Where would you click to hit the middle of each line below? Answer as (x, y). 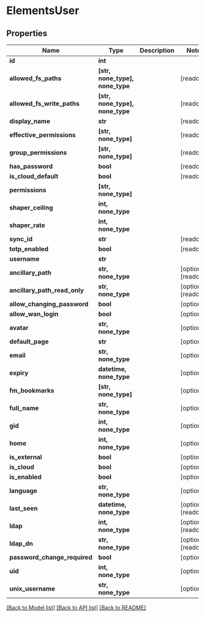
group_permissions (38, 152)
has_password (31, 166)
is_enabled (25, 477)
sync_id (21, 239)
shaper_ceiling (31, 208)
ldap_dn (21, 544)
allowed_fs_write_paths (45, 103)
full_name (24, 408)
